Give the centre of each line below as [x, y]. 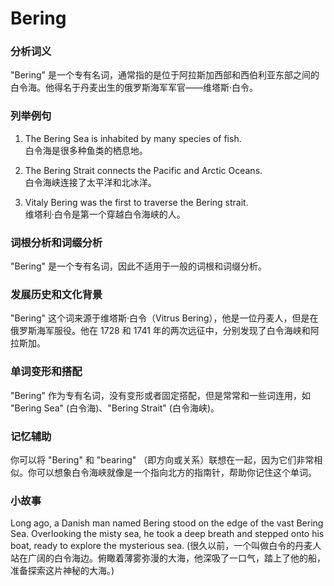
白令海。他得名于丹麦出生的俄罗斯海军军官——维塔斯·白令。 [134, 88]
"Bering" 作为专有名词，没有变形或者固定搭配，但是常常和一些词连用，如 [160, 395]
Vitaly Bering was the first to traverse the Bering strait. [136, 202]
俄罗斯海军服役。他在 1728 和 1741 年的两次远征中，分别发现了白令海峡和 [160, 331]
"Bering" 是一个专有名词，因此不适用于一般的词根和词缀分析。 [138, 266]
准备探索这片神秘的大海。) [62, 571]
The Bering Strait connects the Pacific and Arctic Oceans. [143, 170]
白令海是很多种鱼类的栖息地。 [86, 150]
